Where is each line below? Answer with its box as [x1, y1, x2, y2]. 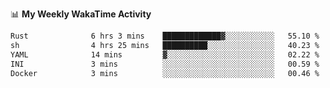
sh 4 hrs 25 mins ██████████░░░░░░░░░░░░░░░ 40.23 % [10, 40, 320, 50]
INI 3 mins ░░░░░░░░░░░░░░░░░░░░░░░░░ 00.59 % [10, 59, 320, 69]
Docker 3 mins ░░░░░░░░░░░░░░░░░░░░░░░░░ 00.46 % [10, 68, 320, 78]
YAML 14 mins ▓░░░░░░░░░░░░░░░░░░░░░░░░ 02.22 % [10, 49, 320, 60]
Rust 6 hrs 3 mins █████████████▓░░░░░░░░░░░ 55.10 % [10, 31, 320, 41]
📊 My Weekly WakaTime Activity [10, 8, 152, 20]
